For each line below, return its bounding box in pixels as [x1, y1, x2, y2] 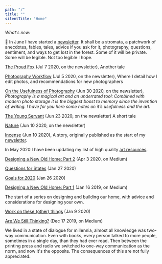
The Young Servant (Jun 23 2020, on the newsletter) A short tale [5, 113, 136, 119]
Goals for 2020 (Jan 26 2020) [5, 175, 66, 181]
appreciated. [5, 253, 31, 259]
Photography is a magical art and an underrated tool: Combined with [5, 93, 145, 99]
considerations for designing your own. [5, 199, 84, 205]
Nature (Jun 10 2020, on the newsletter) [5, 122, 86, 128]
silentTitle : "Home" [5, 16, 47, 21]
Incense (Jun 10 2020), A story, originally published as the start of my [5, 132, 146, 138]
